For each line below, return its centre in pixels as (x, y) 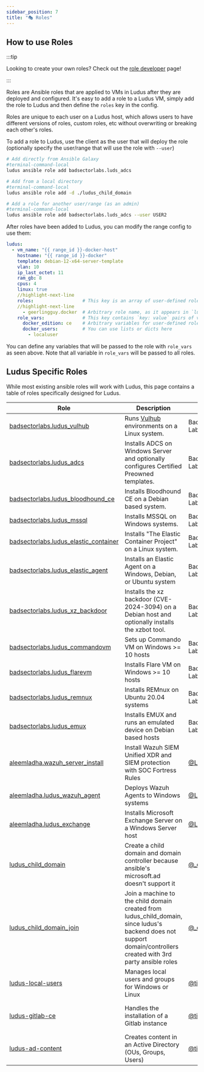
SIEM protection (147, 763)
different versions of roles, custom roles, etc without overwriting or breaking (102, 123)
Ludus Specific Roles (47, 372)
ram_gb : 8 (30, 278)
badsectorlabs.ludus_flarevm (51, 672)
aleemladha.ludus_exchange (50, 824)
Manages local (145, 972)
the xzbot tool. (145, 629)
